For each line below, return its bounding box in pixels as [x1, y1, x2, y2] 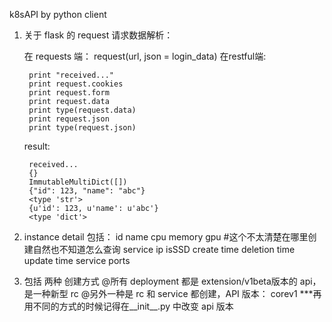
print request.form [28, 88, 110, 98]
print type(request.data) [28, 105, 137, 115]
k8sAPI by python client [9, 9, 107, 20]
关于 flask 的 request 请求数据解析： [23, 29, 174, 41]
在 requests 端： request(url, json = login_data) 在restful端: [23, 50, 267, 62]
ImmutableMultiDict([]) [28, 177, 128, 187]
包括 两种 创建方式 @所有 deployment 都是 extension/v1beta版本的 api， [23, 275, 322, 287]
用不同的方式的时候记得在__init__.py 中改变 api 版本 [23, 300, 234, 312]
